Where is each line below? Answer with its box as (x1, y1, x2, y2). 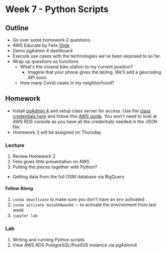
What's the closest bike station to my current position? (20, 64, 133, 70)
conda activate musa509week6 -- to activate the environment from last (12, 202, 157, 208)
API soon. (27, 75, 48, 80)
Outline (5, 24, 29, 32)
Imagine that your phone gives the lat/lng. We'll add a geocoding (27, 69, 162, 75)
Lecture (5, 142, 25, 149)
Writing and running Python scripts (12, 236, 85, 242)
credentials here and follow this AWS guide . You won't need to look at (12, 113, 157, 119)
